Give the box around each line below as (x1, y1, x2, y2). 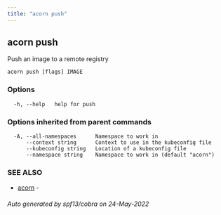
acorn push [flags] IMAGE (7, 68, 83, 76)
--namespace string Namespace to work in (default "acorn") (25, 152, 215, 159)
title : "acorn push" (7, 10, 68, 18)
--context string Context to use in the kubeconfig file (25, 139, 212, 146)
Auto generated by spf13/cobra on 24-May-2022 (7, 200, 149, 208)
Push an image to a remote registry (7, 55, 109, 63)
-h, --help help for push (13, 100, 96, 107)
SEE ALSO (7, 167, 43, 177)
